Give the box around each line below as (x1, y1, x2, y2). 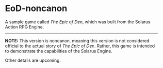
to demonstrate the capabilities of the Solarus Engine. (5, 48, 113, 54)
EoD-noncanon (5, 3, 67, 14)
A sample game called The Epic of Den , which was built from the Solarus (5, 19, 150, 25)
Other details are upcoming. (5, 57, 61, 63)
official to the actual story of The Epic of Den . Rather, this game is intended (5, 43, 155, 49)
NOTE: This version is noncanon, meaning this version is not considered (5, 38, 149, 43)
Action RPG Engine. (5, 24, 44, 29)
